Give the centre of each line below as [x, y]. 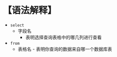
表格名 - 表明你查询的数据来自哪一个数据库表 [65, 49]
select [17, 25]
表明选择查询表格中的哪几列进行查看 [64, 37]
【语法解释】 [30, 10]
